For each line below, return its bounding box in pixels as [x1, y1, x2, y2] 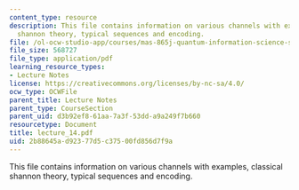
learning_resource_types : [9, 63, 105, 72]
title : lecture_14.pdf [9, 129, 93, 138]
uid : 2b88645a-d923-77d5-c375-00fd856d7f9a [9, 137, 174, 146]
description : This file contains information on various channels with [9, 21, 280, 30]
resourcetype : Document [9, 121, 98, 130]
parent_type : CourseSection [9, 104, 114, 113]
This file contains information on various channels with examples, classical [9, 161, 283, 171]
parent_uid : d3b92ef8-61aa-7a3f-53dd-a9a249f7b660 [9, 112, 201, 121]
